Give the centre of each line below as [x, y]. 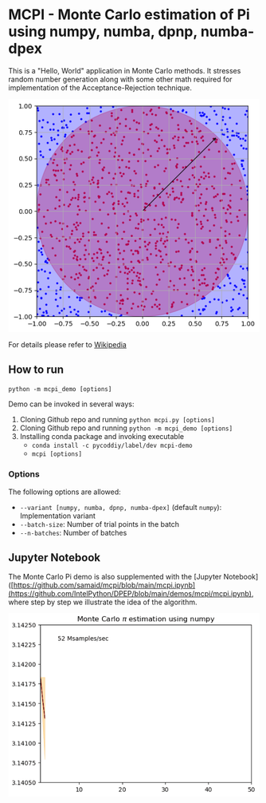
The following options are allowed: [65, 492]
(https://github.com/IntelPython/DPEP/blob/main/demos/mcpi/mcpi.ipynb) [130, 594]
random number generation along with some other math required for [120, 79]
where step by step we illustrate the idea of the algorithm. [103, 602]
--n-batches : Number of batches [73, 532]
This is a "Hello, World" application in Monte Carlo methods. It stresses [125, 70]
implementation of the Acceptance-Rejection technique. [100, 87]
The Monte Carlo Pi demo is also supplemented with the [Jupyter [115, 577]
